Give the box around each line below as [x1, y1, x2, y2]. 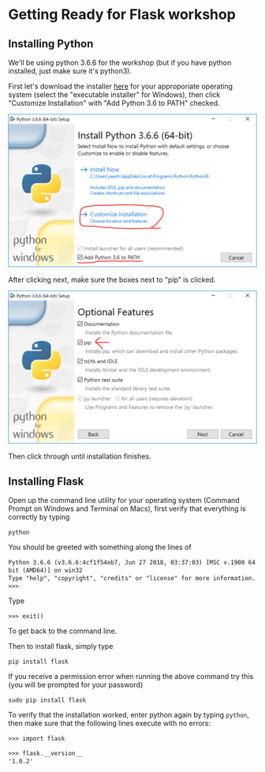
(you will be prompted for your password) [8, 680, 144, 689]
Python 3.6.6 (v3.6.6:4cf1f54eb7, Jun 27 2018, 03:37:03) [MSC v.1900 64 [8, 558, 256, 566]
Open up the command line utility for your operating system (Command [8, 495, 241, 504]
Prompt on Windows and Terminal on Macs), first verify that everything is [8, 504, 246, 513]
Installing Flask [8, 474, 84, 488]
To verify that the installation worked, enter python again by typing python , [8, 710, 250, 719]
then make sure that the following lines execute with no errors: [8, 718, 211, 728]
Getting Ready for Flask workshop [8, 6, 237, 24]
